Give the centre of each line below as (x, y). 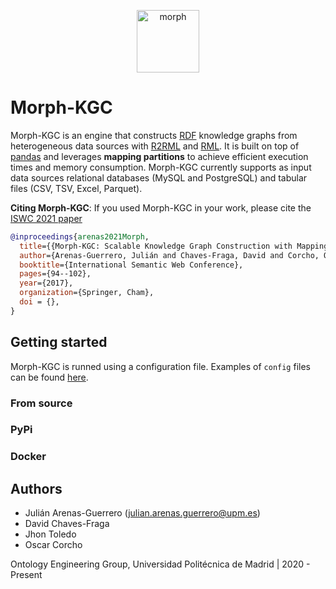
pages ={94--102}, (55, 274)
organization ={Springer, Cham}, (87, 293)
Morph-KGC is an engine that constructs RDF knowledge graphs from (154, 135)
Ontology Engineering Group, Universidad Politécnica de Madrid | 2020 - (160, 564)
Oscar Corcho (53, 545)
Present (26, 575)
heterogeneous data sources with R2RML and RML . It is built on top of (155, 146)
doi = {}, (39, 302)
